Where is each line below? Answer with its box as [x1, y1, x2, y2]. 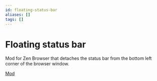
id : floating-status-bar [5, 7, 58, 13]
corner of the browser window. [5, 61, 70, 67]
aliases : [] [5, 12, 30, 17]
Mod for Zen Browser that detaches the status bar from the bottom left [5, 55, 152, 61]
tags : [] [5, 17, 24, 22]
